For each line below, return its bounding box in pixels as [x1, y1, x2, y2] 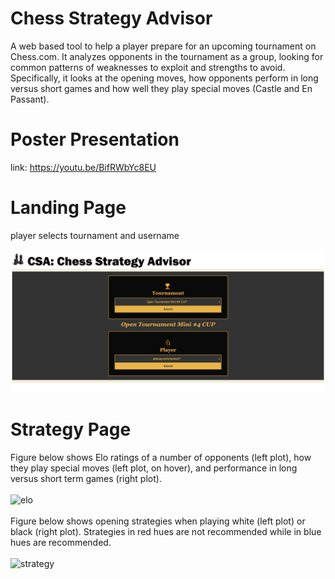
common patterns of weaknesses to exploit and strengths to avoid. [10, 61, 286, 73]
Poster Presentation [10, 128, 180, 151]
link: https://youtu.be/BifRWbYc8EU [10, 161, 157, 173]
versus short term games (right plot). [10, 473, 162, 485]
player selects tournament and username [10, 229, 180, 241]
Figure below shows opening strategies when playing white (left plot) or [10, 515, 306, 527]
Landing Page [10, 197, 127, 219]
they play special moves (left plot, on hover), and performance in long [10, 462, 298, 474]
